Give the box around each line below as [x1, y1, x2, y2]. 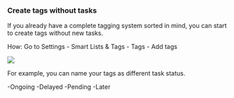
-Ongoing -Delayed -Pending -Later [7, 83, 111, 91]
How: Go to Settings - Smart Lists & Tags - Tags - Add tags [7, 43, 177, 51]
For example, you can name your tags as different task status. [7, 69, 186, 78]
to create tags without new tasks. [7, 29, 104, 37]
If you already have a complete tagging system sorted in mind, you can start [7, 22, 227, 30]
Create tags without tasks [7, 6, 97, 15]
